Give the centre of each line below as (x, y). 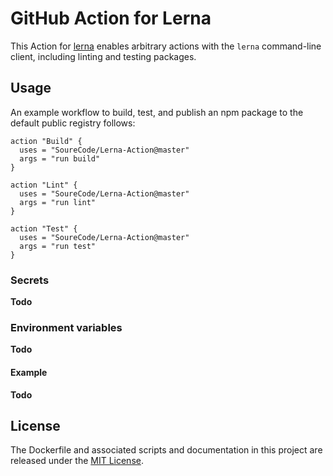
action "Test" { (44, 228)
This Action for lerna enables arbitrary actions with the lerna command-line (166, 46)
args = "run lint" (58, 202)
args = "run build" (60, 158)
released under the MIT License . (77, 461)
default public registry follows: (73, 123)
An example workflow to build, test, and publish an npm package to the (157, 112)
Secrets (30, 280)
